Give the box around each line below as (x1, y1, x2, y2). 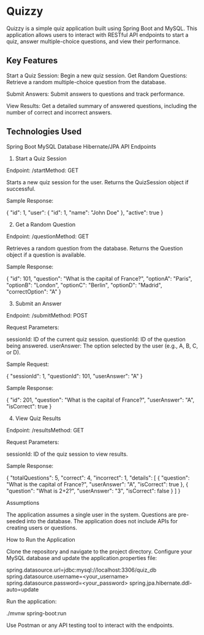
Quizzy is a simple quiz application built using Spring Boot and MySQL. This (6, 25, 198, 32)
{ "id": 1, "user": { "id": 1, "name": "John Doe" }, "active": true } (6, 209, 164, 216)
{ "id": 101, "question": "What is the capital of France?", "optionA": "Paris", (6, 275, 192, 282)
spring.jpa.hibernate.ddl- (129, 579, 192, 586)
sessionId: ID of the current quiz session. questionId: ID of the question (6, 335, 186, 343)
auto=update (6, 585, 39, 593)
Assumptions (6, 499, 40, 506)
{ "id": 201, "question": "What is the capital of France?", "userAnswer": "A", (6, 396, 195, 403)
